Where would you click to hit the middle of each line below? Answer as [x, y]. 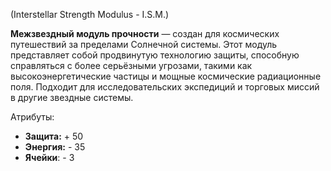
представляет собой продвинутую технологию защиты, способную [155, 55]
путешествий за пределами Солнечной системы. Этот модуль [144, 44]
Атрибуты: [32, 117]
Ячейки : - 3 [49, 157]
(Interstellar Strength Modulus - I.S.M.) [90, 14]
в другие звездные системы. [72, 97]
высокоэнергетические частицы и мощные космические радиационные [166, 76]
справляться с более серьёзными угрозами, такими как [131, 65]
